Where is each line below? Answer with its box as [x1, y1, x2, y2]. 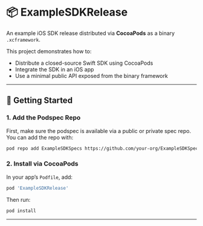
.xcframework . [6, 36, 40, 43]
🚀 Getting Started [6, 95, 73, 106]
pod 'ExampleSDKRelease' [6, 185, 69, 191]
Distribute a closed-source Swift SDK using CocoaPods [14, 59, 153, 66]
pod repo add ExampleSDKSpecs [6, 145, 83, 152]
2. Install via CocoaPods [6, 160, 79, 168]
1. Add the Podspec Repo [6, 114, 81, 122]
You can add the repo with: [6, 134, 74, 141]
